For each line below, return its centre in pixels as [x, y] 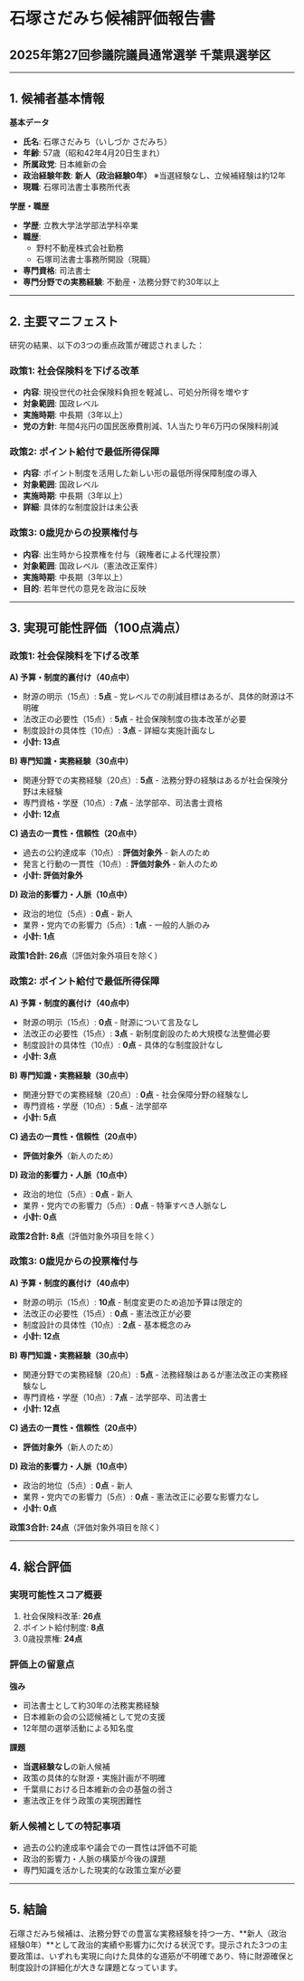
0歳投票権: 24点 [52, 1639]
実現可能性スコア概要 [56, 1595]
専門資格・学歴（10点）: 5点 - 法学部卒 [95, 1106]
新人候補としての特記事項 [65, 1826]
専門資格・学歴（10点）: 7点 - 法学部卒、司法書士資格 [123, 803]
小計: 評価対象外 [52, 875]
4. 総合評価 [40, 1567]
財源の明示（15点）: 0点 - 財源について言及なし [111, 1022]
